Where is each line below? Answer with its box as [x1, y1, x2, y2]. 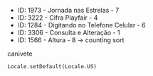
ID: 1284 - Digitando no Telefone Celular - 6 [17, 21, 146, 29]
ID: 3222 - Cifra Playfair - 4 [17, 13, 98, 22]
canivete [7, 49, 33, 58]
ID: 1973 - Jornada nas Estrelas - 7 [17, 6, 120, 14]
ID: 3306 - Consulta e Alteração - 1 [17, 28, 120, 37]
